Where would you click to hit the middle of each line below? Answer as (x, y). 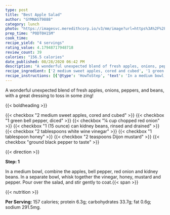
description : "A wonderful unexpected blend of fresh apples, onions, (81, 66)
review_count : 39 (24, 52)
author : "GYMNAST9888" (29, 19)
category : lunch (22, 24)
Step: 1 (13, 161)
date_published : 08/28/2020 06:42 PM (45, 62)
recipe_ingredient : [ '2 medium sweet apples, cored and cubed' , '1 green (85, 71)
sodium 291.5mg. (23, 207)
